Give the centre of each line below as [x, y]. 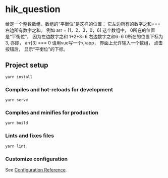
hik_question [33, 9]
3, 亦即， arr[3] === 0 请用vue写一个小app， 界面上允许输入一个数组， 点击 [84, 43]
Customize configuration [37, 159]
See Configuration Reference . [36, 169]
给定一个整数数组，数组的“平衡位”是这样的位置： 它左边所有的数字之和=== [83, 24]
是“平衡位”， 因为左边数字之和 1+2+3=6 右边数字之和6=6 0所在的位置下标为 [84, 36]
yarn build [17, 123]
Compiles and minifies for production [52, 112]
